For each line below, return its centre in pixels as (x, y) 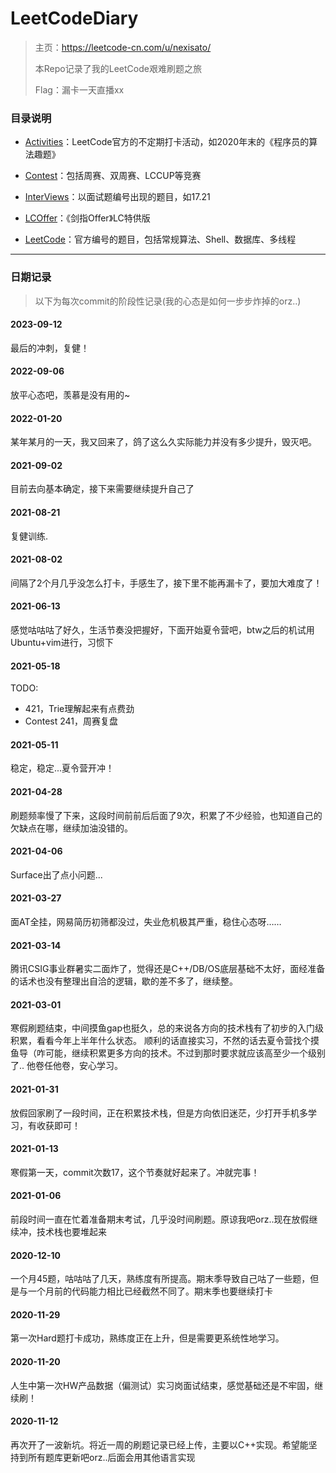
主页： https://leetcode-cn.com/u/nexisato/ (123, 47)
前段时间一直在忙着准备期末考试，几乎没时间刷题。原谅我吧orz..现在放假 (160, 1219)
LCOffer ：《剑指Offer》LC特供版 (87, 218)
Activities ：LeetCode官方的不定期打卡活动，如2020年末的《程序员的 (167, 142)
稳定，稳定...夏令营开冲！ (62, 768)
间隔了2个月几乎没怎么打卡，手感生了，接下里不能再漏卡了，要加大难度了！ (166, 583)
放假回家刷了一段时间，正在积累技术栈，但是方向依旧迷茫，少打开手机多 (159, 1113)
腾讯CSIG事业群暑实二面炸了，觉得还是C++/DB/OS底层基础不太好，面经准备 (168, 969)
